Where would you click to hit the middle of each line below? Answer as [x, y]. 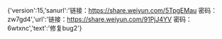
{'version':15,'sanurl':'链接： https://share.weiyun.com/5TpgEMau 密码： [112, 10]
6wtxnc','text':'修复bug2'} [45, 28]
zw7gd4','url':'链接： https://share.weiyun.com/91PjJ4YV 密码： [100, 19]
